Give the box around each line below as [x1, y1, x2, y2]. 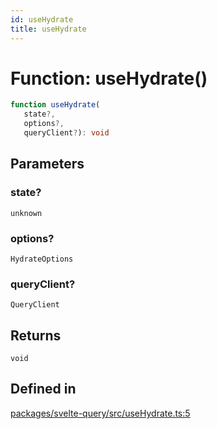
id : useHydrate [10, 14, 74, 25]
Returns [10, 327, 62, 344]
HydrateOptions [10, 254, 74, 264]
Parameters [10, 156, 85, 173]
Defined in [10, 381, 77, 398]
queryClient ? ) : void [23, 128, 110, 138]
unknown [10, 208, 43, 218]
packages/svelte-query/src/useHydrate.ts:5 [10, 407, 191, 419]
